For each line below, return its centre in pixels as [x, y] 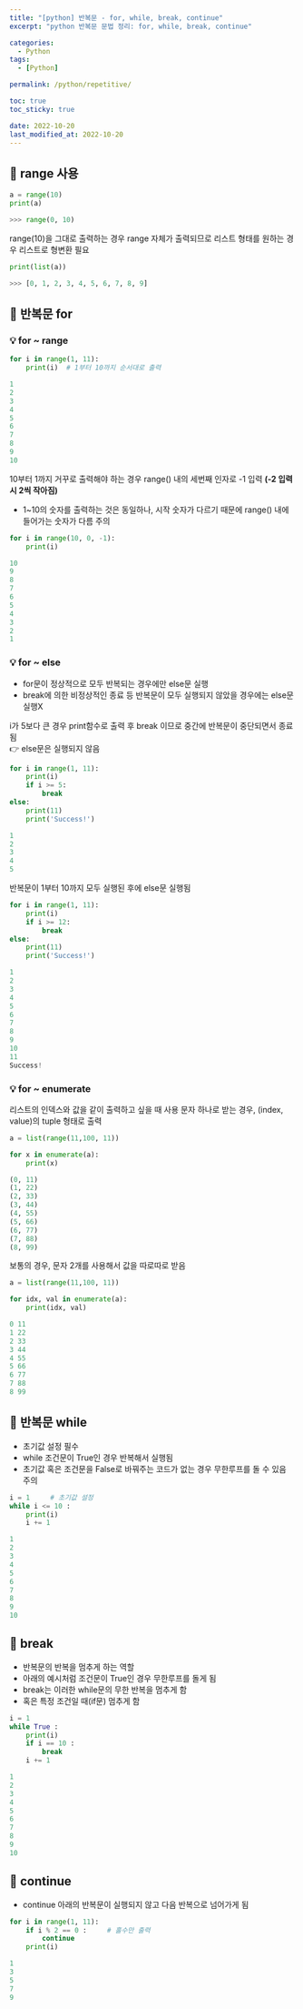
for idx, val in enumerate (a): [68, 1299]
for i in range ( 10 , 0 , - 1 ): [63, 538]
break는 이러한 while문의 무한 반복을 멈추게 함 [105, 1690]
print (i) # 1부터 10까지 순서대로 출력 [93, 368]
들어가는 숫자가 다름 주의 [66, 520]
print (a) [26, 204]
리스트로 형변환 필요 [54, 249]
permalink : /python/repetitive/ [70, 85]
